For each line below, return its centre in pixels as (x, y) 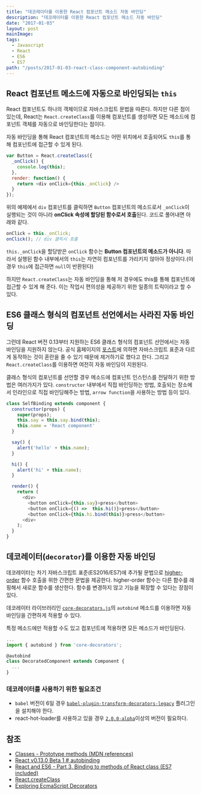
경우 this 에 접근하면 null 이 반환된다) (50, 266)
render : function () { (39, 178)
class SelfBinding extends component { (56, 403)
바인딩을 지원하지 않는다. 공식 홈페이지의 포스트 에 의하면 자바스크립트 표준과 (95, 349)
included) (27, 773)
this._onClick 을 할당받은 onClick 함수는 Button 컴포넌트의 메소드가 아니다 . (95, 251)
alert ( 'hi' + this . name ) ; (49, 470)
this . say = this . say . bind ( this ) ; (59, 420)
